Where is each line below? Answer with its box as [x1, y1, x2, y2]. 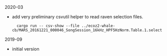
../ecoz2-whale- [81, 23, 115, 28]
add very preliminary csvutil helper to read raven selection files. [11, 14, 143, 19]
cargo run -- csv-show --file [16, 23, 79, 28]
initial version [11, 46, 39, 52]
